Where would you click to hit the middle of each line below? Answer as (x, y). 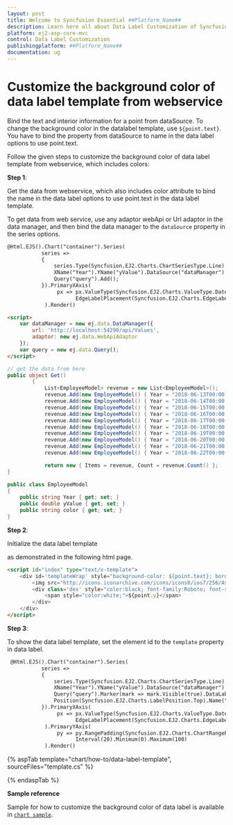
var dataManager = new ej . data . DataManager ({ (87, 324)
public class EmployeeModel (48, 484)
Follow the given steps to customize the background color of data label (109, 157)
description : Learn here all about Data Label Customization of (102, 26)
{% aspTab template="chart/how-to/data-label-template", (89, 760)
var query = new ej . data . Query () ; (69, 350)
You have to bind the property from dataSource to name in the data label (111, 136)
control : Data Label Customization (59, 40)
